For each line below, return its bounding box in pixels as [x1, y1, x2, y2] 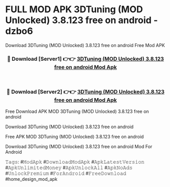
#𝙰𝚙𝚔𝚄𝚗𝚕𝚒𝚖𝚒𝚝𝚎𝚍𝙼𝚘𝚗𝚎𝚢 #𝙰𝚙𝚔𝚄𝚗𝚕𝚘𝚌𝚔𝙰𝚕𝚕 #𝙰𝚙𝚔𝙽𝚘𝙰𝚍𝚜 [5, 165, 133, 171]
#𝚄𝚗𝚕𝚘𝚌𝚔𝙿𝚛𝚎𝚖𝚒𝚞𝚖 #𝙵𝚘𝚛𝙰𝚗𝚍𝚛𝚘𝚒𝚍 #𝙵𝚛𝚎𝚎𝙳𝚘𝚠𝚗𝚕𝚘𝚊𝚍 [5, 170, 126, 176]
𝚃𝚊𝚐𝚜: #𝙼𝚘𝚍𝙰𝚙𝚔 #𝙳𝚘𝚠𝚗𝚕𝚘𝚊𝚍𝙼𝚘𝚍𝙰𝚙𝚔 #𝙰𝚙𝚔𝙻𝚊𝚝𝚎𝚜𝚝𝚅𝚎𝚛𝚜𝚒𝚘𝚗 [5, 158, 145, 165]
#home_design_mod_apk [5, 176, 58, 182]
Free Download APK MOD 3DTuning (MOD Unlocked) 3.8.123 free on [5, 108, 149, 114]
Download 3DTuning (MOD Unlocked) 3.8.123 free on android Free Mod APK [5, 42, 165, 48]
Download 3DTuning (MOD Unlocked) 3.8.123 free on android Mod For [5, 143, 153, 149]
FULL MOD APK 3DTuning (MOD [5, 4, 144, 15]
